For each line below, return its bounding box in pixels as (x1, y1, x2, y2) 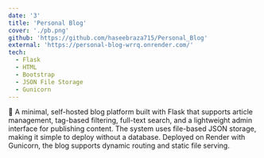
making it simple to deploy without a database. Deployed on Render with (8, 133, 246, 142)
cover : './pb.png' (8, 26, 69, 34)
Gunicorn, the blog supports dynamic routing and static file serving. (8, 141, 231, 151)
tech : (8, 48, 26, 56)
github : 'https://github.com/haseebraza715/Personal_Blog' (8, 33, 208, 42)
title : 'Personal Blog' (8, 19, 87, 27)
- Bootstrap (15, 71, 56, 79)
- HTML (15, 64, 37, 71)
